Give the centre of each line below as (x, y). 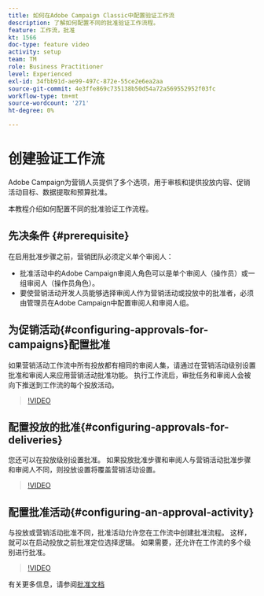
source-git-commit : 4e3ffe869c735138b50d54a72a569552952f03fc (112, 89)
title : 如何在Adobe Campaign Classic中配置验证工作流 (92, 15)
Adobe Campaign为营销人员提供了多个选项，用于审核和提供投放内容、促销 (129, 182)
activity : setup (35, 52)
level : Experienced (40, 74)
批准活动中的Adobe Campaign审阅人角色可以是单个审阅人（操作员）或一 (137, 273)
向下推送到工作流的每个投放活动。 (63, 385)
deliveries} (35, 440)
